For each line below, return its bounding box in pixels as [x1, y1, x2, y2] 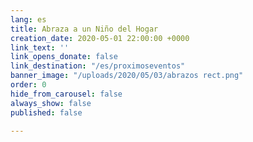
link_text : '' [10, 42, 70, 53]
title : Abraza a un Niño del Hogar [10, 24, 159, 34]
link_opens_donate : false [10, 52, 118, 62]
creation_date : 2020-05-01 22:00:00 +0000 [10, 33, 190, 43]
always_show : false [10, 98, 92, 108]
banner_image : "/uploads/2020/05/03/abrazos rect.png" [10, 71, 244, 81]
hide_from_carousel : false [10, 89, 123, 99]
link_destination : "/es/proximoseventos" [10, 61, 186, 71]
